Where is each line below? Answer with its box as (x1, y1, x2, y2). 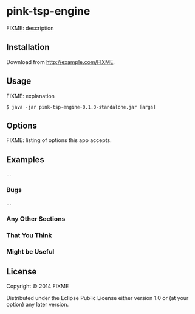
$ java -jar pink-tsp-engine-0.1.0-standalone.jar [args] (6, 104, 156, 110)
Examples (6, 154, 44, 165)
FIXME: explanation (6, 92, 55, 99)
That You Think (6, 231, 52, 240)
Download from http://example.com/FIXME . (6, 58, 115, 65)
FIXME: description (6, 24, 54, 32)
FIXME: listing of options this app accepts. (6, 137, 112, 144)
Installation (6, 42, 50, 52)
